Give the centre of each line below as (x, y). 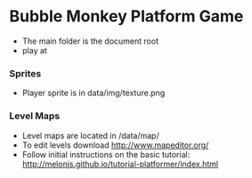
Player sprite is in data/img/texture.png (93, 93)
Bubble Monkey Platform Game (126, 16)
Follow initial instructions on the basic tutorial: (106, 154)
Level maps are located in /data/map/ (90, 135)
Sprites (25, 73)
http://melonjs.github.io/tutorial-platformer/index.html (120, 164)
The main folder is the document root (90, 41)
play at (34, 50)
